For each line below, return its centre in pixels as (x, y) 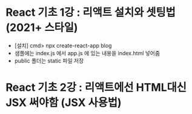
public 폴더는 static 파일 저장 (49, 61)
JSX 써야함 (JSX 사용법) (64, 103)
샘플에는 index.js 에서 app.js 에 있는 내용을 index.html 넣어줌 (87, 53)
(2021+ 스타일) (42, 28)
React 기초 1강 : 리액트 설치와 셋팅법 (91, 12)
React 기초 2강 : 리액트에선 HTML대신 (96, 88)
